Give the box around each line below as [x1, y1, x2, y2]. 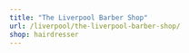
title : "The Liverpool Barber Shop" [9, 13, 148, 22]
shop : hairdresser [9, 30, 79, 39]
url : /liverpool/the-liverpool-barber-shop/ [9, 22, 181, 31]
